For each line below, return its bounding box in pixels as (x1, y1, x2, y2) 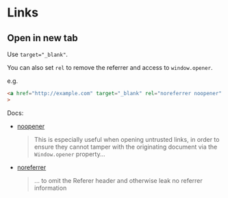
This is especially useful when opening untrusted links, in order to (34, 135, 220, 143)
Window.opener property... (34, 149, 106, 158)
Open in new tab (7, 32, 79, 44)
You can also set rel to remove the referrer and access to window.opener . (7, 64, 214, 71)
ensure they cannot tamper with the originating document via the (34, 143, 218, 151)
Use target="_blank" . (7, 50, 68, 58)
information (34, 184, 67, 192)
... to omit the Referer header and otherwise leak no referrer (34, 176, 203, 184)
